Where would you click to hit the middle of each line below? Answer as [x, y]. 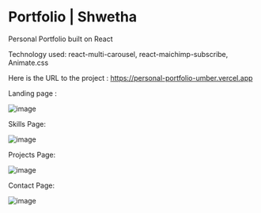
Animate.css [28, 63]
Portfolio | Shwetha [72, 17]
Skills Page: [27, 124]
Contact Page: [32, 185]
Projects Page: [32, 154]
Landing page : [33, 93]
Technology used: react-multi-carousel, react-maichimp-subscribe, [118, 54]
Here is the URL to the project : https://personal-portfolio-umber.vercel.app [130, 78]
